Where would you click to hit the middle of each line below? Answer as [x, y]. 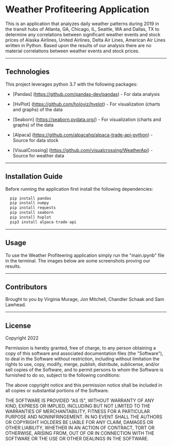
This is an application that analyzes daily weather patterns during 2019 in [82, 24]
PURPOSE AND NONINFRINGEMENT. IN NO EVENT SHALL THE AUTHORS [84, 417]
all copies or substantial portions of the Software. [57, 391]
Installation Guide [34, 177]
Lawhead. [16, 305]
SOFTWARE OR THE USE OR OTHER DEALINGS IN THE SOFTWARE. [77, 439]
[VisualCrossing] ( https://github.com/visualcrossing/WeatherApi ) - [83, 150]
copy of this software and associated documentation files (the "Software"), [84, 353]
